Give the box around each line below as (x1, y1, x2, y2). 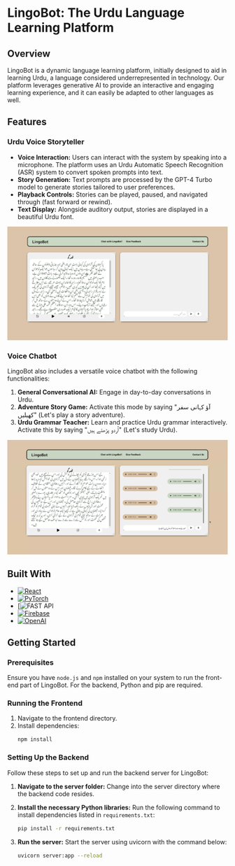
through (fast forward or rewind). (17, 197, 113, 206)
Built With (7, 568, 51, 580)
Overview (7, 48, 51, 59)
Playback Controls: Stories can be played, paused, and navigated (17, 190, 208, 199)
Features (7, 116, 47, 128)
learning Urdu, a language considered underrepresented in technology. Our (7, 73, 225, 82)
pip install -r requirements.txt (17, 825, 115, 832)
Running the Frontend (7, 698, 83, 708)
